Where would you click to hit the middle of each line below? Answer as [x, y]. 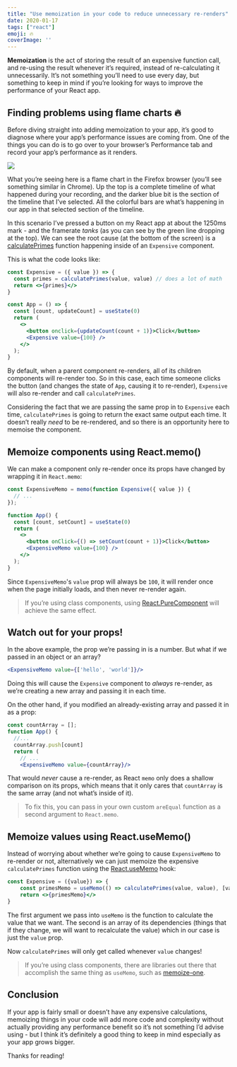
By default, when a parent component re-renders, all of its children [104, 371]
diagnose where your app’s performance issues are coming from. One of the [119, 137]
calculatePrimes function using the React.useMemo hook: [92, 869]
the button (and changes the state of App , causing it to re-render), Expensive [117, 386]
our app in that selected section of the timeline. [76, 209]
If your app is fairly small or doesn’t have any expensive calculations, [108, 1012]
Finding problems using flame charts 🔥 [94, 113]
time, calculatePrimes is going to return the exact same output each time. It [117, 415]
